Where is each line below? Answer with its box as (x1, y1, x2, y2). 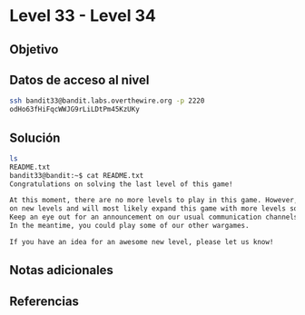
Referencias (9, 293, 80, 309)
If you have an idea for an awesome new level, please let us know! (9, 237, 274, 246)
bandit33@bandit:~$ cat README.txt (9, 171, 144, 180)
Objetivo (9, 42, 59, 57)
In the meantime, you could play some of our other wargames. (9, 221, 250, 231)
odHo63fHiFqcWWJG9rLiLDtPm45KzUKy (9, 105, 141, 114)
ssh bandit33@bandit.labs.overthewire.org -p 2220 (9, 96, 205, 105)
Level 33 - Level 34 (9, 5, 156, 26)
